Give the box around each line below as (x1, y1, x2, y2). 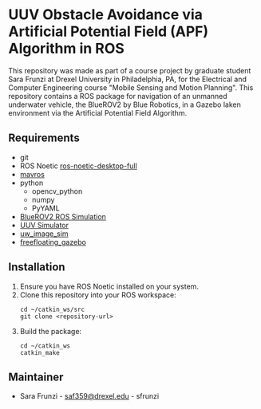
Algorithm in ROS (8, 40, 125, 57)
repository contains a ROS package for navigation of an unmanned (8, 91, 227, 100)
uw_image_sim (19, 229, 69, 238)
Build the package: (19, 326, 82, 336)
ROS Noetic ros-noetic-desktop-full (19, 161, 137, 171)
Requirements (8, 132, 80, 145)
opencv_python (31, 186, 83, 196)
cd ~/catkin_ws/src (19, 305, 85, 313)
